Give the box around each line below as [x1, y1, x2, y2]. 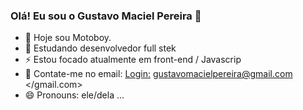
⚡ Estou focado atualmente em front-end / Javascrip [24, 54, 242, 66]
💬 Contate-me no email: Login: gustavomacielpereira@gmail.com [24, 68, 293, 80]
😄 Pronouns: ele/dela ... [24, 89, 125, 101]
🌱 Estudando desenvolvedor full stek [24, 42, 177, 54]
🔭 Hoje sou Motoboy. [24, 32, 112, 44]
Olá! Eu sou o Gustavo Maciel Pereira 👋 [10, 9, 202, 23]
